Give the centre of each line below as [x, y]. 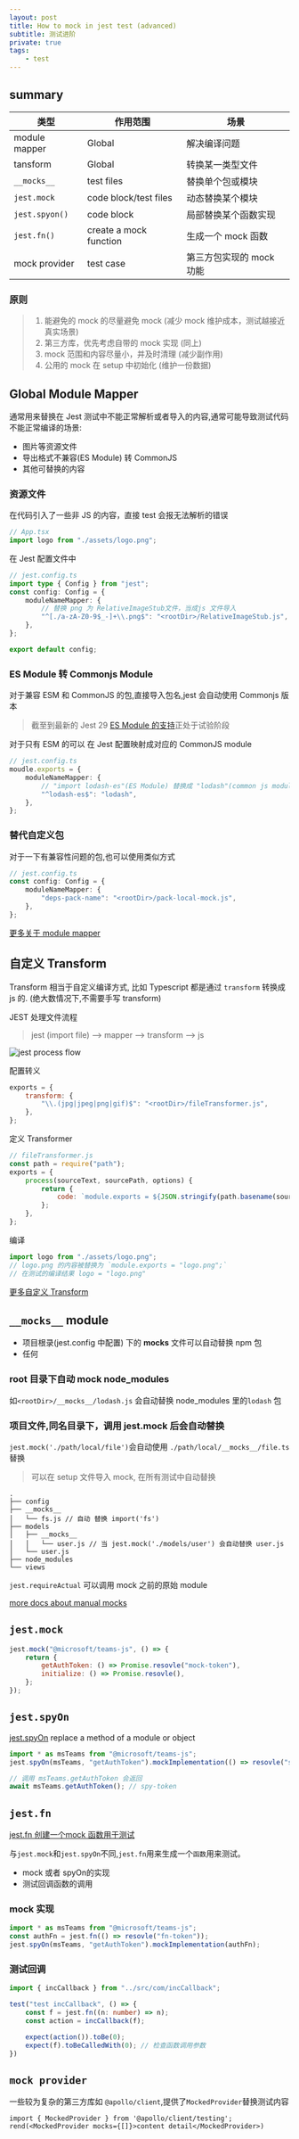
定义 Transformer [41, 1139]
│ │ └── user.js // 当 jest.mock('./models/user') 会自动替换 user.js [147, 1543]
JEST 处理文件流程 [44, 1016]
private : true [36, 42]
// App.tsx [29, 532]
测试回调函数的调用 [57, 1884]
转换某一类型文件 [222, 164]
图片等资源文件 [49, 446]
